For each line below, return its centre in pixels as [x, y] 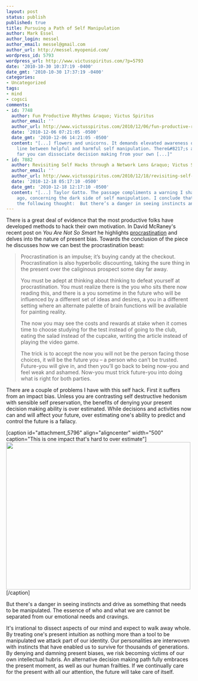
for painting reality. [43, 312]
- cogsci [17, 99]
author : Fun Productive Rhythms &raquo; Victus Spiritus [83, 116]
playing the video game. [50, 342]
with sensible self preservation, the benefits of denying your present [89, 403]
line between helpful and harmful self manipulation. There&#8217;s [103, 149]
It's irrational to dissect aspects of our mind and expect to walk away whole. [98, 628]
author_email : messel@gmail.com [46, 45]
